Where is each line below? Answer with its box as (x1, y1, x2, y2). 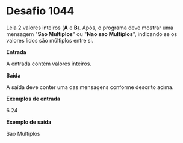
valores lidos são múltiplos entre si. (6, 37, 94, 44)
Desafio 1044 (6, 4, 75, 18)
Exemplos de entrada (6, 95, 61, 102)
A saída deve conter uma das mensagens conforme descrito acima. (6, 83, 174, 91)
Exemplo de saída (6, 118, 52, 126)
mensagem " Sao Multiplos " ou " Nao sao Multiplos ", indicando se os (6, 30, 178, 37)
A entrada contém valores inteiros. (6, 60, 92, 67)
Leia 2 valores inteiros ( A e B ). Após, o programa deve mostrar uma (6, 24, 173, 31)
